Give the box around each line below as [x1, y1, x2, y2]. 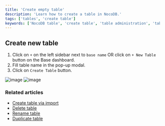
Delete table [12, 105, 37, 111]
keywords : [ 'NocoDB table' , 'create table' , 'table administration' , [5, 21, 151, 26]
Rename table [12, 110, 40, 116]
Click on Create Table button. [12, 67, 72, 73]
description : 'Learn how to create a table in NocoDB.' [5, 12, 122, 17]
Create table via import [12, 100, 59, 106]
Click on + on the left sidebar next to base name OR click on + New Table [12, 52, 156, 58]
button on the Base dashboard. [12, 57, 75, 63]
